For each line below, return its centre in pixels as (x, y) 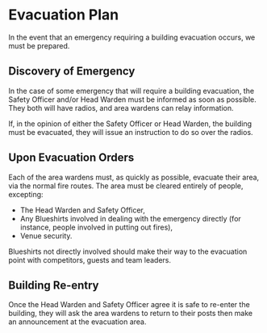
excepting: (26, 194)
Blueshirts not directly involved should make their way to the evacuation (128, 251)
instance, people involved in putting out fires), (96, 227)
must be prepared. (39, 45)
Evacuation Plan (64, 15)
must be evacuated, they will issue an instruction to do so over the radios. (131, 132)
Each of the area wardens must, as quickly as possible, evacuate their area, (134, 177)
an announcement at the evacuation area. (77, 322)
